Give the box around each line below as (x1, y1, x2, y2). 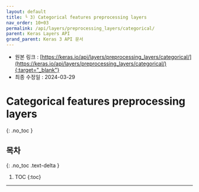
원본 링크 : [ (14, 53, 43, 60)
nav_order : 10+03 (6, 20, 49, 26)
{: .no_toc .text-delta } (6, 162, 60, 169)
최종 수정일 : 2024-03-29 (14, 74, 75, 80)
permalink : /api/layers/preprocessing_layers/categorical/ (6, 25, 155, 32)
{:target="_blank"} (14, 67, 60, 73)
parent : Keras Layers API (6, 31, 70, 37)
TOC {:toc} (14, 173, 41, 180)
